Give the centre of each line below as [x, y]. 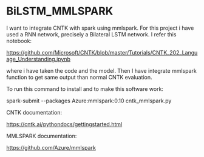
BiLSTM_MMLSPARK [60, 11]
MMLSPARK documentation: [42, 136]
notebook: [19, 41]
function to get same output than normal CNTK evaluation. [80, 77]
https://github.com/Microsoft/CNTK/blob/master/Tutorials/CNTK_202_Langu [102, 52]
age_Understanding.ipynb [39, 59]
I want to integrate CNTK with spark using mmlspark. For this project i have [100, 28]
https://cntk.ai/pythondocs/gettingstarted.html [64, 124]
